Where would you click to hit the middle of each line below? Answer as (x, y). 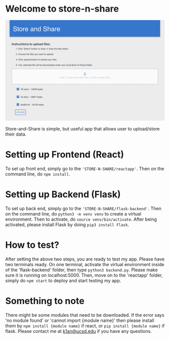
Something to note (45, 301)
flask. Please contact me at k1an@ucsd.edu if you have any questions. (78, 331)
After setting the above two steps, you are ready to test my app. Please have (85, 259)
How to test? (32, 245)
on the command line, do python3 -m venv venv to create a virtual (73, 214)
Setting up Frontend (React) (65, 155)
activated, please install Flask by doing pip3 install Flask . (67, 224)
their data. (16, 134)
